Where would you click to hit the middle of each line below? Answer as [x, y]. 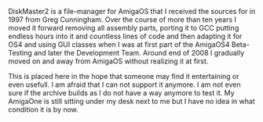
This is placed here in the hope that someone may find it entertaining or [124, 76]
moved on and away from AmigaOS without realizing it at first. [108, 61]
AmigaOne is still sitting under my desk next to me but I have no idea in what [131, 101]
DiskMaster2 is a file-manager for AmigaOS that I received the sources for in [132, 11]
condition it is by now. [43, 109]
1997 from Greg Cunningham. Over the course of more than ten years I [122, 20]
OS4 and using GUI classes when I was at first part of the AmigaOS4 [119, 45]
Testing [20, 53]
